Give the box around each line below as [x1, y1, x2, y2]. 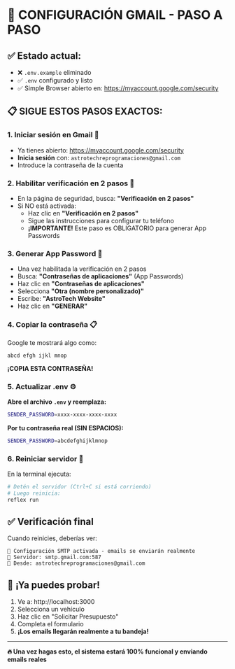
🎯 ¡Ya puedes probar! [7, 579, 100, 591]
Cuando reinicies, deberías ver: [7, 534, 98, 542]
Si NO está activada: [17, 202, 77, 210]
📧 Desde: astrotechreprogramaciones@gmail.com [7, 560, 145, 567]
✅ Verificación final [7, 515, 94, 528]
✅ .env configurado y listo [17, 76, 93, 84]
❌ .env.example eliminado [17, 69, 92, 76]
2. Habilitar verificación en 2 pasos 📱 [7, 178, 135, 188]
